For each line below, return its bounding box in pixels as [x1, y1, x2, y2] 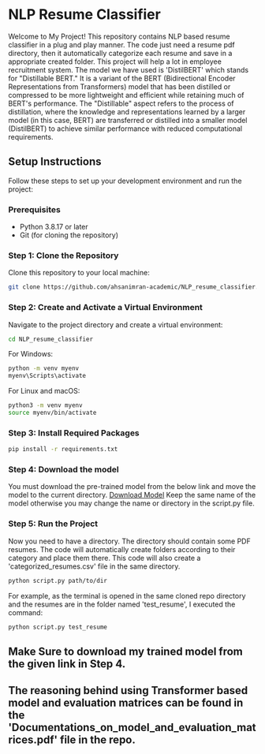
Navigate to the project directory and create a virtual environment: [8, 319, 223, 329]
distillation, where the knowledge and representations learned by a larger [8, 106, 246, 116]
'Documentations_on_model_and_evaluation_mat [8, 721, 256, 734]
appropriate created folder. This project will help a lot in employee [8, 57, 222, 66]
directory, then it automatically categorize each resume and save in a [8, 48, 233, 58]
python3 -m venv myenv [8, 401, 83, 409]
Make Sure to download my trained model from [8, 644, 243, 658]
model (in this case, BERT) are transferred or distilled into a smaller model [8, 115, 248, 125]
